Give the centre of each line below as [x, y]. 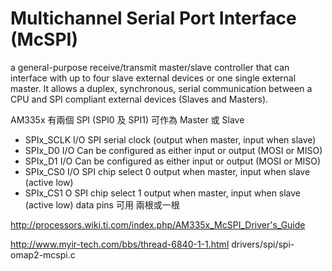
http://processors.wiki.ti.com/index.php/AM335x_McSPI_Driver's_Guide [158, 224]
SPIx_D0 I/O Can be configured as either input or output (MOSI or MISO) [173, 150]
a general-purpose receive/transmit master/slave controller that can [150, 67]
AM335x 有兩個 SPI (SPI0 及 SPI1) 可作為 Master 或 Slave [127, 119]
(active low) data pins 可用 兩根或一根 [102, 204]
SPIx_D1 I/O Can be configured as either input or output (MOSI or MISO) [173, 161]
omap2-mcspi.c [43, 254]
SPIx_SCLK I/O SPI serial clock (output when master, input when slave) [170, 139]
